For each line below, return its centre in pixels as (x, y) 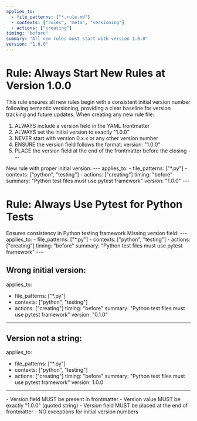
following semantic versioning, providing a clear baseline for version (89, 108)
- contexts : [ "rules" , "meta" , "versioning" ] (68, 22)
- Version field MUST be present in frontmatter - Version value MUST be (93, 399)
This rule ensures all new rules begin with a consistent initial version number (98, 102)
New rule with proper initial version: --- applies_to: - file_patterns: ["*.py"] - (97, 168)
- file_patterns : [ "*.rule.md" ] (51, 17)
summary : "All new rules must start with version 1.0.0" (77, 39)
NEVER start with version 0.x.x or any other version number (86, 138)
